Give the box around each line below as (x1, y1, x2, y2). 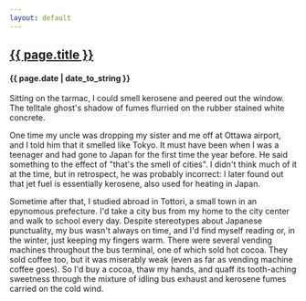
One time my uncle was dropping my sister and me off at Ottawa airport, (9, 130, 281, 141)
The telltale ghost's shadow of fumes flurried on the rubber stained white (9, 102, 285, 114)
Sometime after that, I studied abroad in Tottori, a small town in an (9, 196, 258, 207)
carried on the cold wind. (9, 284, 104, 295)
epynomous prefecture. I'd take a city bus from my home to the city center (9, 206, 290, 217)
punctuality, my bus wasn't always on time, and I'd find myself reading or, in (9, 225, 295, 236)
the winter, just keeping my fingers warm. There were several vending (9, 234, 272, 246)
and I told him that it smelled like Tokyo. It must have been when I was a (9, 140, 280, 150)
